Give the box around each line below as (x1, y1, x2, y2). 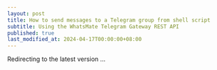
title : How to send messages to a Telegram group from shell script (7, 17, 211, 24)
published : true (7, 29, 54, 37)
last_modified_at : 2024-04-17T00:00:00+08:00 (7, 36, 142, 43)
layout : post (7, 10, 45, 17)
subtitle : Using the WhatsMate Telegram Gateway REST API (7, 23, 179, 30)
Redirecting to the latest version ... (7, 55, 106, 63)
